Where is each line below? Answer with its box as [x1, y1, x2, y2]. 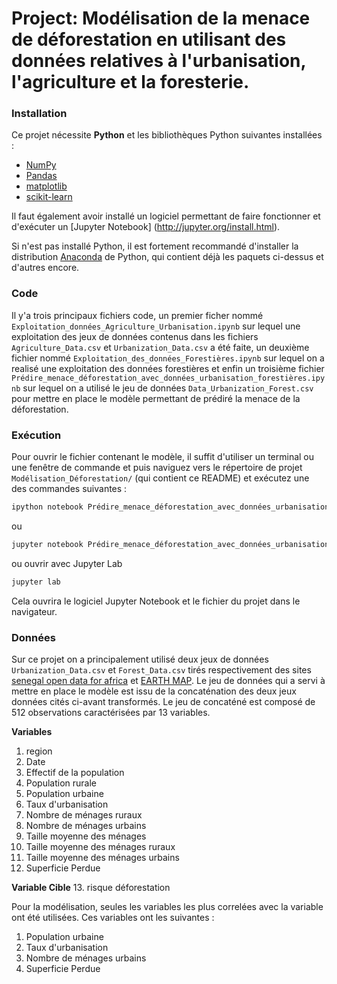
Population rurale [25, 777, 97, 789]
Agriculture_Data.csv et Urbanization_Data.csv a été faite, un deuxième [11, 341, 310, 353]
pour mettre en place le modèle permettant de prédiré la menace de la [11, 392, 301, 404]
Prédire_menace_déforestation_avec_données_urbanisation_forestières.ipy [11, 373, 326, 383]
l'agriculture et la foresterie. [11, 71, 250, 94]
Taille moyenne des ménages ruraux [25, 841, 176, 852]
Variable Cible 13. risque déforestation [11, 882, 171, 893]
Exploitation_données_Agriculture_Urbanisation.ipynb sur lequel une [11, 320, 301, 332]
